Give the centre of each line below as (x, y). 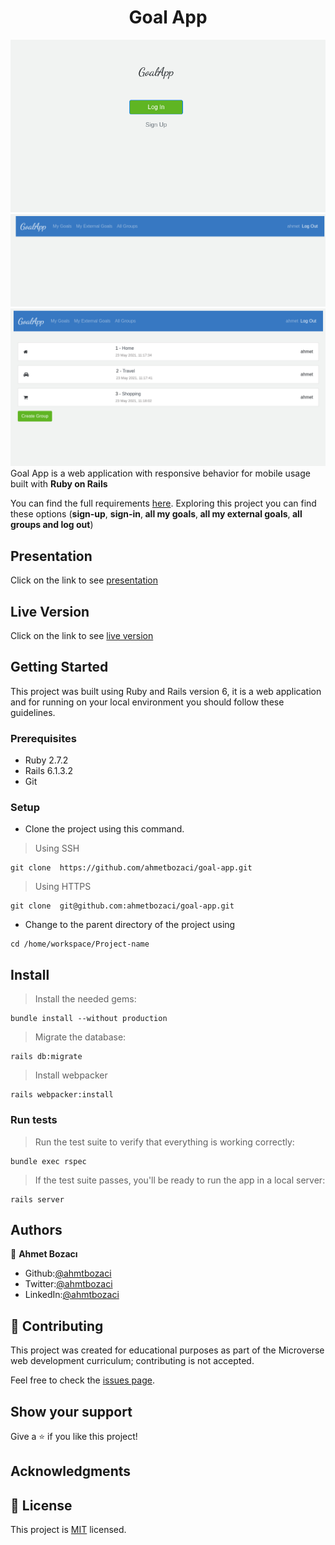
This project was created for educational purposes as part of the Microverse (167, 1350)
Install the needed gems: (85, 999)
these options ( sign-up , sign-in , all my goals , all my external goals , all (156, 514)
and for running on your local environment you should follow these (147, 702)
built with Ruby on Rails (59, 484)
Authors (36, 1229)
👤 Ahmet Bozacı (44, 1254)
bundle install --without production (89, 1019)
